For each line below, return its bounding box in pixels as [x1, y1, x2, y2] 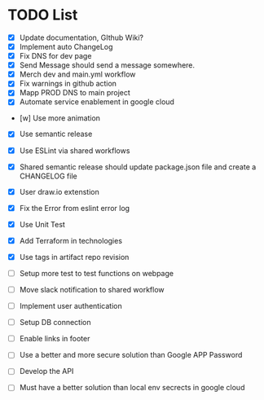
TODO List [7, 6, 78, 24]
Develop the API [19, 367, 74, 376]
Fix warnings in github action [19, 79, 117, 89]
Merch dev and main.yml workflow [19, 69, 136, 79]
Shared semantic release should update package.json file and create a [19, 161, 257, 172]
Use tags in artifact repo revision [19, 252, 130, 262]
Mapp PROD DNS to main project [19, 88, 131, 98]
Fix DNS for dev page [19, 51, 92, 61]
